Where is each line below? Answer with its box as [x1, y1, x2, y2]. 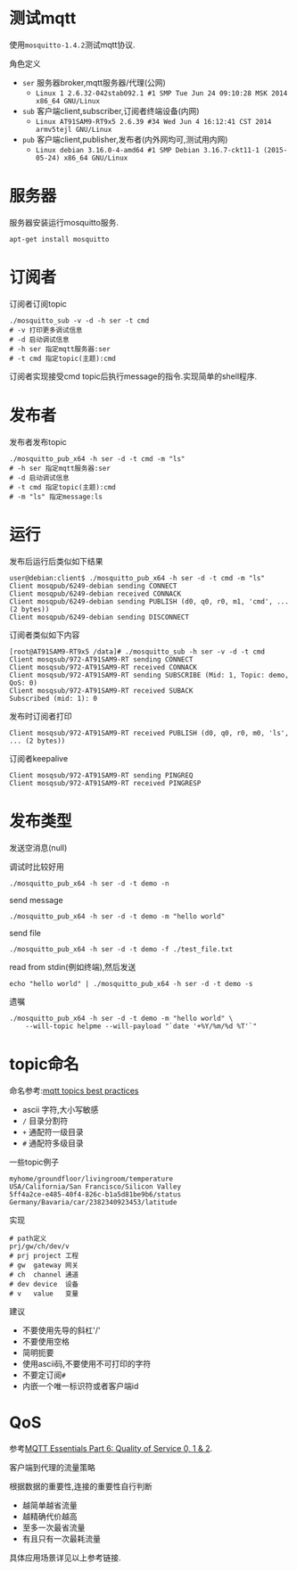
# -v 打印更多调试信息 [9, 325, 83, 334]
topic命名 [9, 1054, 79, 1074]
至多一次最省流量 [21, 1522, 86, 1533]
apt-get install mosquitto [9, 234, 110, 243]
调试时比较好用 [9, 861, 64, 872]
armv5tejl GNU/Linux [35, 125, 112, 134]
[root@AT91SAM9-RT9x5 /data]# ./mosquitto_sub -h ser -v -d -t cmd [9, 647, 266, 656]
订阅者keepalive [9, 753, 69, 763]
